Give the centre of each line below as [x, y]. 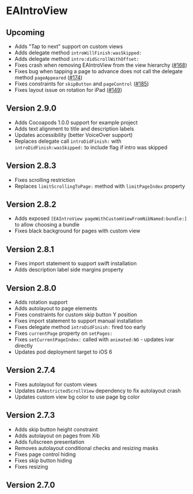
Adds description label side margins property [69, 270]
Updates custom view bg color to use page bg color [77, 397]
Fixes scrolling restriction [45, 180]
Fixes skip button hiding [43, 460]
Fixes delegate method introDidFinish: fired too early [80, 327]
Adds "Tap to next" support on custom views [69, 46]
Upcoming [25, 32]
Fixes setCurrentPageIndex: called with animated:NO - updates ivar [94, 339]
